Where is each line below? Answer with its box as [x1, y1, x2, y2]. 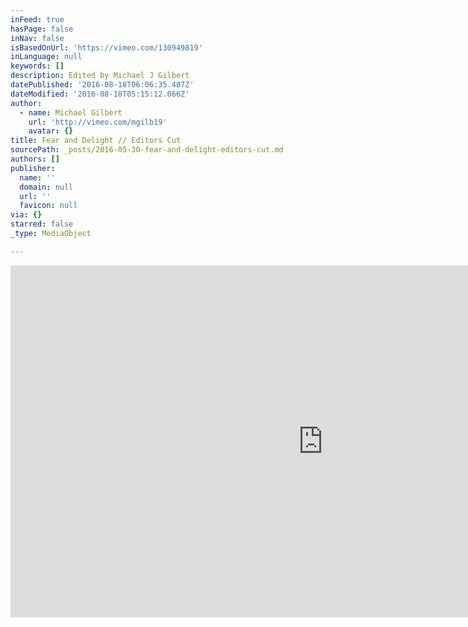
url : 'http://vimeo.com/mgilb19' [28, 117, 168, 127]
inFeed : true [10, 14, 65, 25]
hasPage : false [10, 24, 74, 34]
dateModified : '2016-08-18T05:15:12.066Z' [10, 89, 190, 99]
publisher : [10, 163, 56, 173]
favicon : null [19, 201, 78, 211]
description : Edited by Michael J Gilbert [10, 71, 190, 81]
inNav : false [10, 33, 65, 43]
